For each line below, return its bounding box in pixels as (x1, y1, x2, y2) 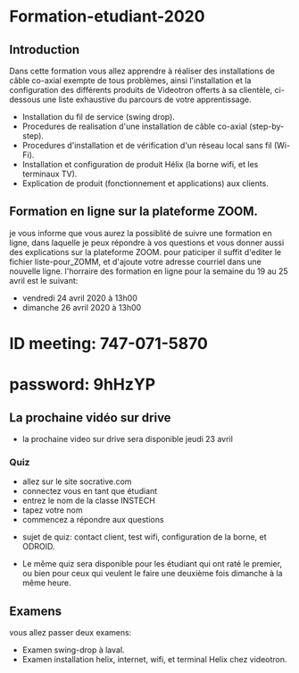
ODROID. (21, 541, 55, 552)
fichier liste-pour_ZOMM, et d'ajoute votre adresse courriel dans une (9, 256, 262, 267)
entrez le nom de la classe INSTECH (21, 495, 156, 507)
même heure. (21, 577, 71, 588)
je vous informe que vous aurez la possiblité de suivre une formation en (9, 227, 272, 238)
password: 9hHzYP (9, 374, 156, 395)
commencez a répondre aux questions (21, 515, 164, 525)
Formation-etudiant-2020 (9, 6, 205, 27)
